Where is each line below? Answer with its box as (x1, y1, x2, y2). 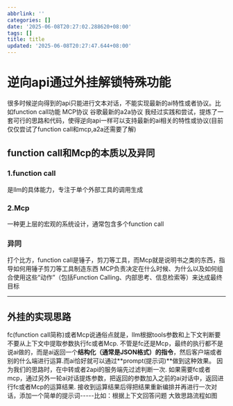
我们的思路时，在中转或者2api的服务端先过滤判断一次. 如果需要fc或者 (12, 366, 212, 374)
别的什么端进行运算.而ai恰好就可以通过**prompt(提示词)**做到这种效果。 (7, 357, 215, 365)
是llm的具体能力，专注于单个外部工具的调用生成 (7, 185, 144, 193)
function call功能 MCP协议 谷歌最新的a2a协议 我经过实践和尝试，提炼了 (12, 107, 218, 115)
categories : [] (7, 17, 51, 24)
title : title (7, 36, 45, 43)
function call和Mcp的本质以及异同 (7, 147, 155, 159)
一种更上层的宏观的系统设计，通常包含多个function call (7, 220, 164, 228)
